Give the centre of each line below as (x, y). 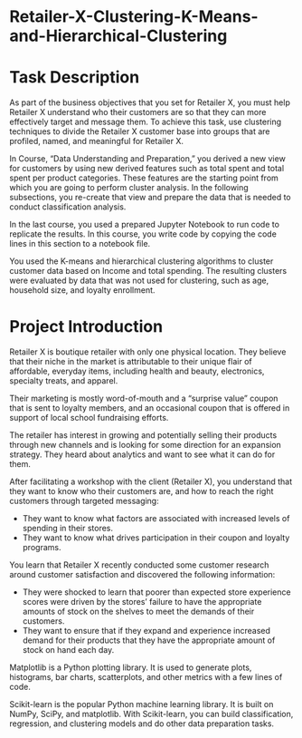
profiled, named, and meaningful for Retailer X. (96, 141)
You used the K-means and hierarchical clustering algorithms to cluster (142, 261)
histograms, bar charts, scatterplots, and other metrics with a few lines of (146, 677)
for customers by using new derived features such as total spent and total (147, 169)
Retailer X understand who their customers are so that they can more (138, 112)
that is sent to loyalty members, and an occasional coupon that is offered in (150, 408)
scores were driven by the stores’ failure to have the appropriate (142, 602)
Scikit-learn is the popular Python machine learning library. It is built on (142, 704)
